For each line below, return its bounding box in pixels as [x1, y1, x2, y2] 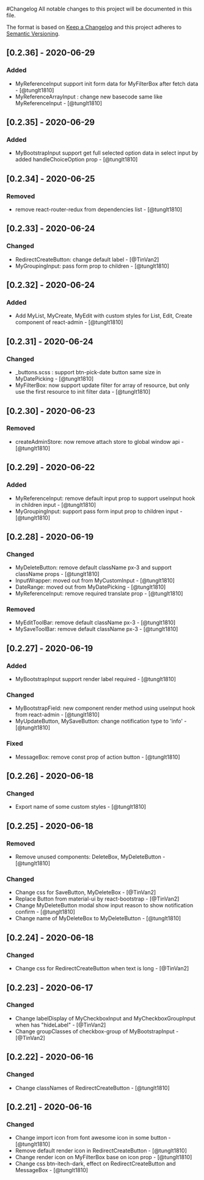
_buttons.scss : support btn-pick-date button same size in [15, 369, 161, 376]
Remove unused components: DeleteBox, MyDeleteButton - [15, 853, 166, 861]
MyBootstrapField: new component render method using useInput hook [15, 704, 195, 712]
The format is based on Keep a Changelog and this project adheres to [6, 24, 182, 31]
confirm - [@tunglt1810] [15, 908, 75, 916]
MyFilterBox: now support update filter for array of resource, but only [15, 382, 190, 389]
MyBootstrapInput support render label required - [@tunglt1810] [15, 676, 176, 683]
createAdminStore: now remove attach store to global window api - [15, 438, 184, 445]
